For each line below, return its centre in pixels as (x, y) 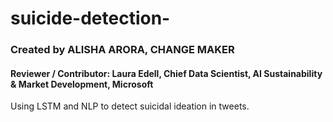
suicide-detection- (90, 18)
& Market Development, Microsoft (82, 84)
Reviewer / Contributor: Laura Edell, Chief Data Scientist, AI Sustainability (166, 73)
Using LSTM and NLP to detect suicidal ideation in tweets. (130, 106)
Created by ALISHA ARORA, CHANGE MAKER (122, 50)
